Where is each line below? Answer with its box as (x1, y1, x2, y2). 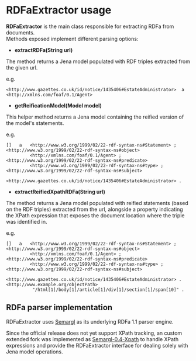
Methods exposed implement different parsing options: (6, 35, 139, 42)
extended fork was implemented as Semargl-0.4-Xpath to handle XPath (6, 335, 179, 342)
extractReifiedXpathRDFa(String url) (14, 188, 105, 195)
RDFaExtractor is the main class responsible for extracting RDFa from (6, 23, 174, 30)
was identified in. (6, 218, 47, 225)
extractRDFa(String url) (14, 46, 73, 53)
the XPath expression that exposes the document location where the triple (6, 211, 185, 219)
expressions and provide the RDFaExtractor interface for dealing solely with (6, 342, 188, 349)
